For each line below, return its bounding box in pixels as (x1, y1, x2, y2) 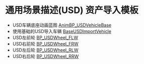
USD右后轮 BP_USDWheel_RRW (12, 53, 79, 59)
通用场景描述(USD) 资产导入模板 (5, 4, 138, 16)
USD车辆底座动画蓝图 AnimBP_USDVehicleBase (12, 22, 112, 28)
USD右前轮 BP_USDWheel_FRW (12, 40, 79, 46)
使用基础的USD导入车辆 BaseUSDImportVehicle (12, 28, 112, 34)
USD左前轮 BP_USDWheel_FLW (12, 34, 79, 40)
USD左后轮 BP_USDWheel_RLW (12, 47, 79, 53)
